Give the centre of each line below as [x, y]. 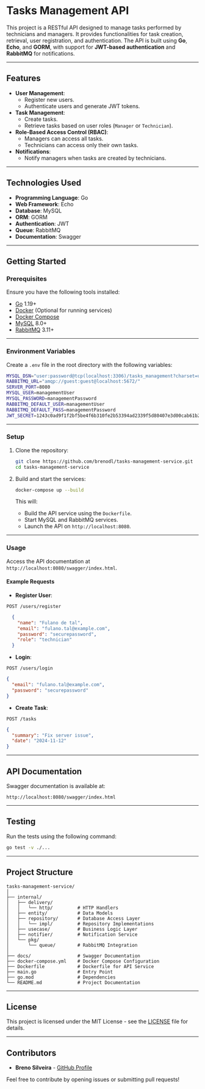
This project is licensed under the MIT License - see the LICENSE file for [97, 1022]
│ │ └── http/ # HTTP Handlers [63, 908]
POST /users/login [30, 668]
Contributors [31, 1053]
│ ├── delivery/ [30, 902]
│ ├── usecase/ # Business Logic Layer [72, 929]
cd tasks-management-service [52, 467]
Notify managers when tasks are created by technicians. [95, 158]
